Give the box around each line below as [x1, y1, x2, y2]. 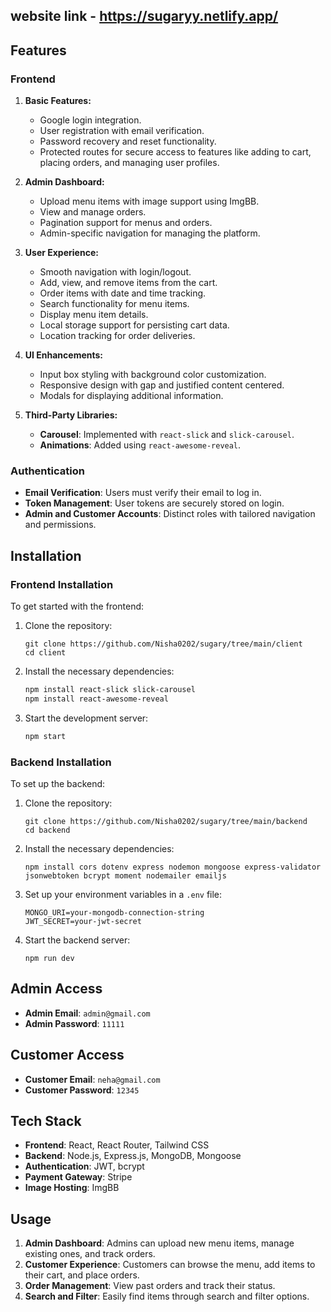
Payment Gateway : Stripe [24, 1171, 133, 1183]
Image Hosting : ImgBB [24, 1182, 120, 1194]
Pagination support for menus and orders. [39, 217, 213, 229]
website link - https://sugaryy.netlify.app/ [10, 8, 279, 25]
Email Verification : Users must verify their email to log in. [24, 487, 262, 499]
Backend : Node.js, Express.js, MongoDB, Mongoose [24, 1150, 242, 1162]
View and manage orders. [39, 206, 147, 218]
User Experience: [24, 247, 99, 259]
